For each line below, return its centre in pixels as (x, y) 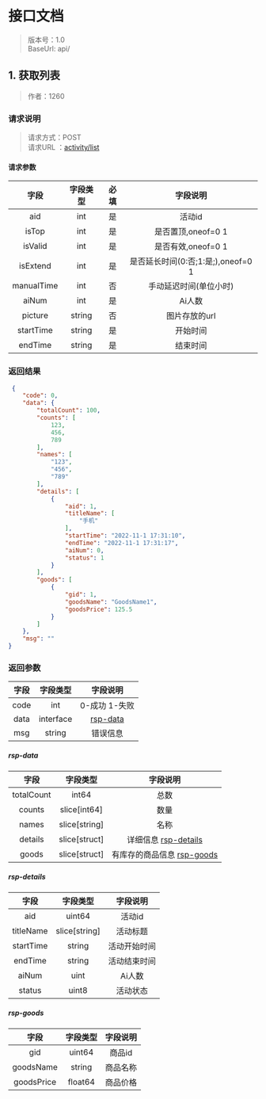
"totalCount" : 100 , (69, 410)
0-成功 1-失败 (107, 706)
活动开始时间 (132, 946)
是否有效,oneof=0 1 (191, 246)
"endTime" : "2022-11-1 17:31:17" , (122, 543)
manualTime (35, 286)
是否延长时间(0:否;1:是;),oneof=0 (191, 261)
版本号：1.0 (46, 40)
